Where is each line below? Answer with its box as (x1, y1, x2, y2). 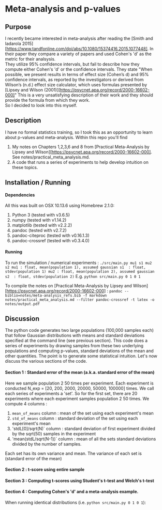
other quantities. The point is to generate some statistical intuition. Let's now (5, 353, 158, 359)
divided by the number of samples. (12, 441, 82, 447)
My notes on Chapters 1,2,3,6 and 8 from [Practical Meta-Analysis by (12, 144, 150, 150)
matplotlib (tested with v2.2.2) (12, 222, 73, 228)
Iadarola (5, 41, 21, 46)
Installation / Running (5, 178, 71, 187)
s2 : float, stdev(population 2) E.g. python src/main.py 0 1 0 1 (5, 273, 141, 279)
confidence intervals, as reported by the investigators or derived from (5, 77, 144, 82)
